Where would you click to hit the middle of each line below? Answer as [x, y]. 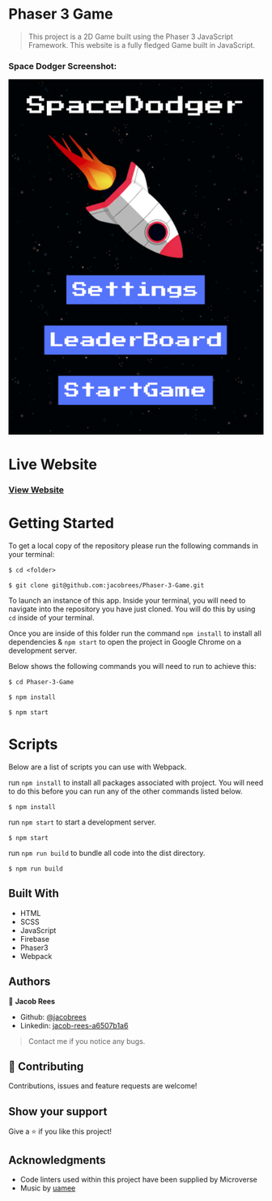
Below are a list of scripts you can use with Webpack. [98, 767]
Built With [34, 894]
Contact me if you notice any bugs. [87, 1041]
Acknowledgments [57, 1160]
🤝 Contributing [46, 1066]
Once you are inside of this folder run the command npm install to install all [135, 633]
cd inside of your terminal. [51, 617]
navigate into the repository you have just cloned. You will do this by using [132, 609]
